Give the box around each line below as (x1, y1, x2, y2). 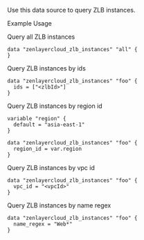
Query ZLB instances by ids (7, 64, 87, 72)
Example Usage (7, 19, 52, 27)
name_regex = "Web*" (13, 221, 73, 228)
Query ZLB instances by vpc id (7, 164, 96, 172)
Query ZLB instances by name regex (7, 201, 111, 210)
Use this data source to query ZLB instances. (7, 6, 136, 14)
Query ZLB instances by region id (7, 102, 102, 110)
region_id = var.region (13, 145, 82, 152)
